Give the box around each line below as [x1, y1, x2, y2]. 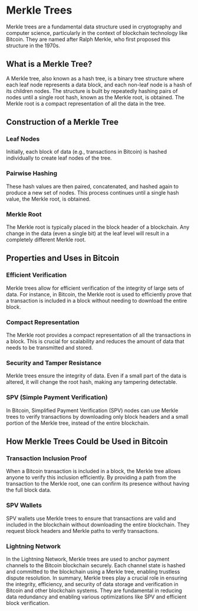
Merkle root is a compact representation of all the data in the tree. [6, 100, 166, 107]
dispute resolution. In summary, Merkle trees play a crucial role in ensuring [6, 574, 187, 581]
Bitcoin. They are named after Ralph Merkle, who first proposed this [6, 35, 171, 43]
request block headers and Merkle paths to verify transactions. [6, 527, 159, 534]
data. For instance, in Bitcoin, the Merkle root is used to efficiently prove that [6, 290, 192, 298]
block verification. [6, 599, 50, 606]
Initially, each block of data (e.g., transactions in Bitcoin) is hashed [6, 148, 167, 156]
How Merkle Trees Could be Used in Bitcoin [6, 437, 168, 447]
